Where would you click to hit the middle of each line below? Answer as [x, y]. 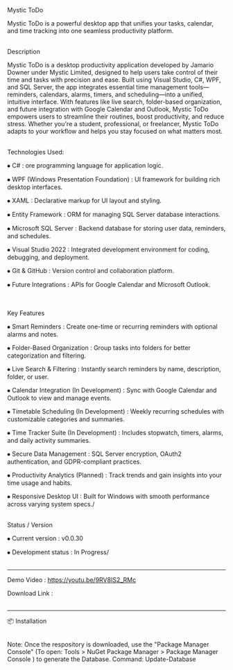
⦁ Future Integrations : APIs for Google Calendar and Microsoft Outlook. [109, 284]
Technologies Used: [36, 152]
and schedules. [29, 236]
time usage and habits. [40, 483]
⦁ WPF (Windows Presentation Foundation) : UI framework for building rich [114, 179]
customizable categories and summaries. [66, 419]
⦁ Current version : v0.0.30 [45, 538]
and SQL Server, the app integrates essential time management [97, 87]
